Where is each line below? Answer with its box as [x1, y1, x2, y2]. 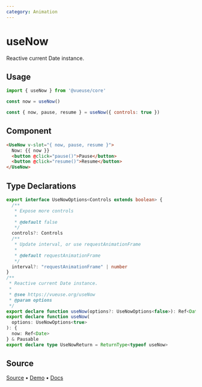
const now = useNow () [6, 98, 61, 105]
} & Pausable [6, 336, 39, 342]
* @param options [8, 297, 52, 303]
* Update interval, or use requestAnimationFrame [14, 241, 141, 247]
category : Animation [6, 8, 58, 15]
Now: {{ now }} [11, 148, 50, 154]
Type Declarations [6, 181, 76, 191]
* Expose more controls [14, 208, 74, 214]
